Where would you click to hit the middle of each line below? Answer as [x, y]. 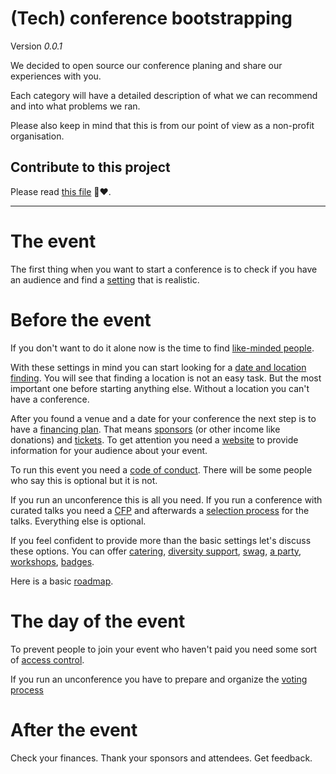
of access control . [47, 659]
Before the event [81, 319]
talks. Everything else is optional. [78, 521]
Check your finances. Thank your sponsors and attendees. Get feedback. [161, 758]
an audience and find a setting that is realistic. [105, 279]
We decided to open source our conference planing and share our [146, 65]
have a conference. [50, 399]
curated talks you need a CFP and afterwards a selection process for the [160, 510]
